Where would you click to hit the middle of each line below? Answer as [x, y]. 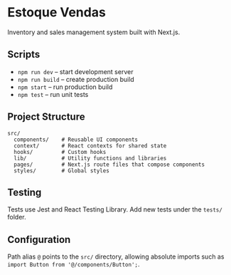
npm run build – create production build [76, 79]
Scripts [24, 55]
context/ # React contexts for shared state [90, 146]
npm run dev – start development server [75, 71]
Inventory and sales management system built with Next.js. [94, 32]
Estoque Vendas [57, 12]
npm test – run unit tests [53, 94]
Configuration [39, 239]
